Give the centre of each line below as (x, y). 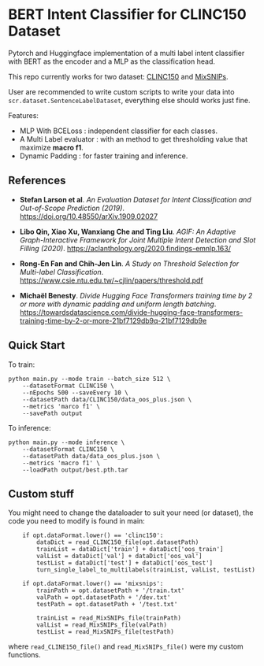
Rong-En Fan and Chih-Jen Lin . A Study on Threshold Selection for (129, 263)
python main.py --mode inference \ (67, 442)
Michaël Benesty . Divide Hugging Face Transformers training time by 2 (136, 295)
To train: (22, 364)
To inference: (30, 427)
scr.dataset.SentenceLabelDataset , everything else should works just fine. (129, 100)
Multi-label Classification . (61, 272)
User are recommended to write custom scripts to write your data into (121, 91)
